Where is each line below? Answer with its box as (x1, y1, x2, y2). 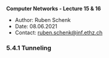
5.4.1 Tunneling (6, 44, 52, 52)
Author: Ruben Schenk (14, 17, 71, 23)
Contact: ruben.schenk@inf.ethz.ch (14, 29, 103, 36)
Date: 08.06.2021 (14, 23, 57, 30)
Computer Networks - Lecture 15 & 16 (6, 5, 101, 12)
